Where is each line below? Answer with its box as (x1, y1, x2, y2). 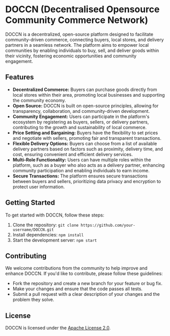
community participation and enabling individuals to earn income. (12, 167, 150, 173)
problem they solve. (12, 296, 54, 303)
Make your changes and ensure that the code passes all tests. (12, 286, 143, 292)
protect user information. (12, 184, 65, 190)
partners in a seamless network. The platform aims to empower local (5, 42, 149, 48)
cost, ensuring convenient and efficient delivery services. (12, 151, 133, 157)
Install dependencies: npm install (12, 231, 84, 237)
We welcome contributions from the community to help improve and (5, 265, 148, 271)
